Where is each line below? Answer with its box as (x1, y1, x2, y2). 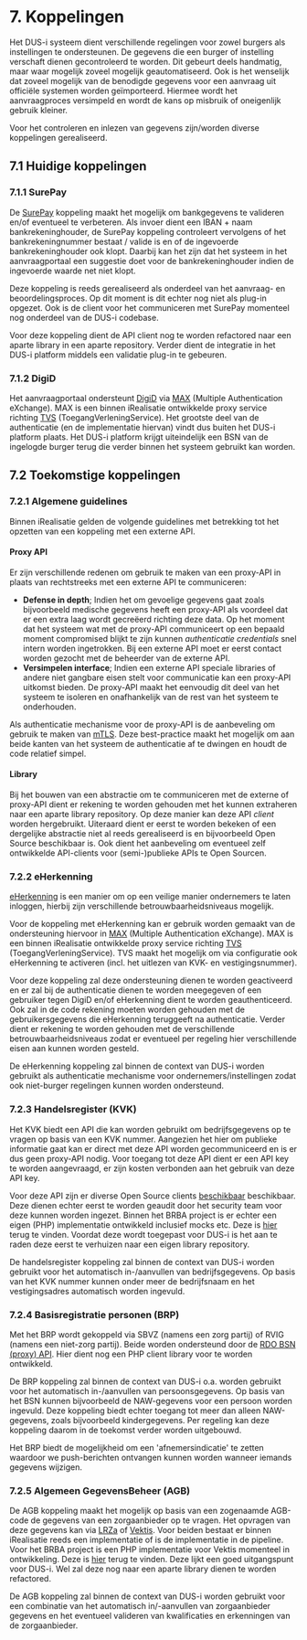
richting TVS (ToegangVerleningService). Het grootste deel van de (9, 411, 259, 422)
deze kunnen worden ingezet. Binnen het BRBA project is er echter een (9, 1209, 277, 1220)
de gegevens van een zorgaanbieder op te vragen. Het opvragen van (30, 1515, 291, 1526)
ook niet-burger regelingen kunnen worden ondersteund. (9, 1081, 225, 1092)
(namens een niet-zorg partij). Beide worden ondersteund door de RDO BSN (9, 1338, 296, 1349)
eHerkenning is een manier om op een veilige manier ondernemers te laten (9, 891, 291, 902)
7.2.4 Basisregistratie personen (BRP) (9, 1308, 180, 1321)
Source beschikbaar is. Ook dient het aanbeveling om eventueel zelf (9, 838, 267, 849)
